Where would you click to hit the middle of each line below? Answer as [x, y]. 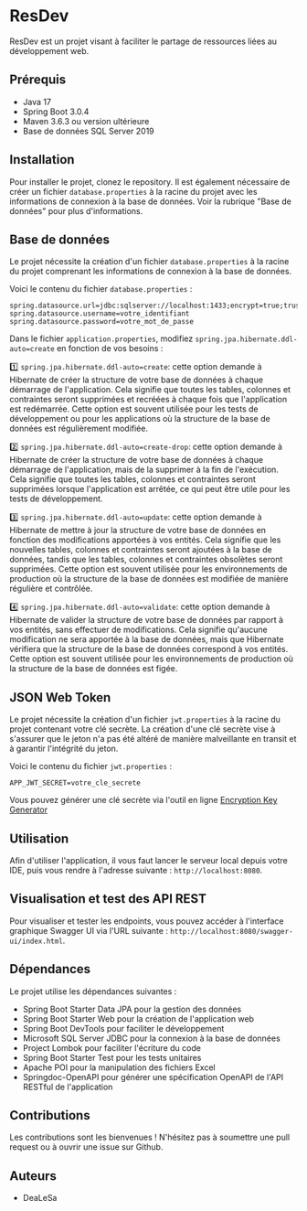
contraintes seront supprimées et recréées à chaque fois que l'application [148, 400]
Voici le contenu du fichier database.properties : [101, 289]
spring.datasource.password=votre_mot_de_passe [102, 322]
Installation [42, 160]
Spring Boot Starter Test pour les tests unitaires [112, 1057]
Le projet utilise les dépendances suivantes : [93, 991]
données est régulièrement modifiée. [79, 429]
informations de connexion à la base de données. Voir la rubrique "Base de [151, 201]
